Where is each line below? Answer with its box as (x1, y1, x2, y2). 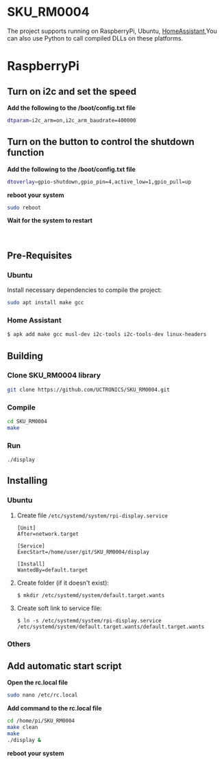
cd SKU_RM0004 (7, 418, 48, 425)
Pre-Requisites (7, 249, 73, 261)
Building (7, 350, 43, 361)
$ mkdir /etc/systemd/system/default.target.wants (16, 592, 165, 598)
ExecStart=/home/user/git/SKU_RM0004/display (16, 548, 149, 555)
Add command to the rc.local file (7, 704, 102, 712)
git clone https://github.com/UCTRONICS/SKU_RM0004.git (7, 386, 170, 393)
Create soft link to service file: (16, 604, 102, 612)
